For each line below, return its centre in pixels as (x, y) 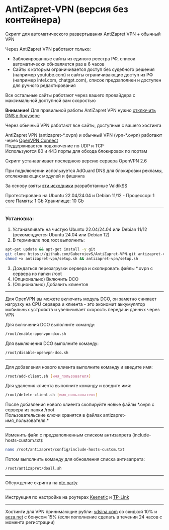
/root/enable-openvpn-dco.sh (36, 334)
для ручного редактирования (44, 85)
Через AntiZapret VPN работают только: (48, 49)
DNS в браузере (23, 115)
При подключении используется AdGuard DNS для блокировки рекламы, (84, 170)
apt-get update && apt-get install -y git (50, 249)
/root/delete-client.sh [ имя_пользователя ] (52, 395)
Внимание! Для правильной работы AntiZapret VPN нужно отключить (80, 110)
